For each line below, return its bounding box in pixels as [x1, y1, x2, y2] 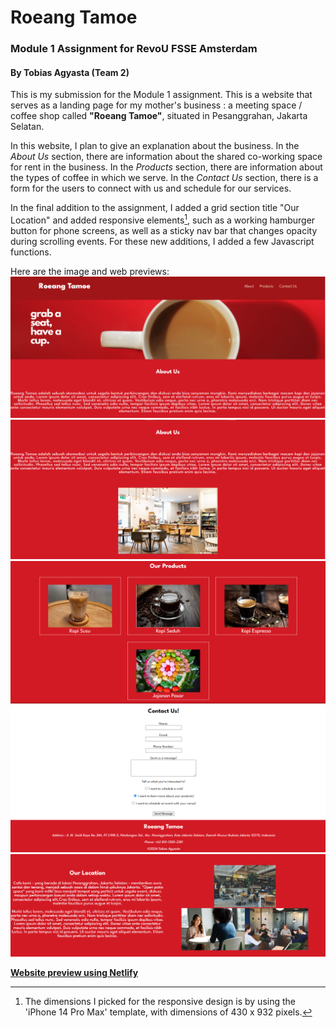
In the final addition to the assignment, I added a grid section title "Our [10, 202, 300, 214]
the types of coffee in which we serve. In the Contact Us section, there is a [10, 172, 319, 184]
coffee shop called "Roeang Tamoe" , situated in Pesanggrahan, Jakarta [10, 110, 308, 122]
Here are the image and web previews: [10, 265, 170, 277]
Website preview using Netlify [10, 966, 139, 978]
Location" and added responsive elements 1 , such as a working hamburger [10, 212, 316, 226]
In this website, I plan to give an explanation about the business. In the [10, 140, 300, 152]
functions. [10, 246, 52, 258]
